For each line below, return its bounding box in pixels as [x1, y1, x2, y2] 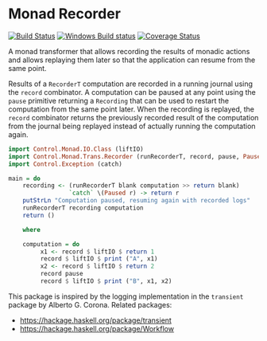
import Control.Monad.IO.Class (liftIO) [8, 145, 145, 153]
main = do [8, 174, 41, 182]
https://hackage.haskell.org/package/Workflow [19, 323, 175, 333]
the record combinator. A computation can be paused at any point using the [8, 87, 256, 96]
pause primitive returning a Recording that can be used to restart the [8, 96, 229, 105]
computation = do [22, 240, 80, 248]
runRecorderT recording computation [22, 204, 145, 212]
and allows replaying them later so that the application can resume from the [8, 55, 256, 65]
